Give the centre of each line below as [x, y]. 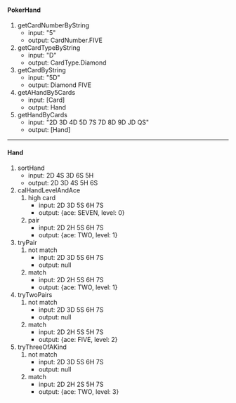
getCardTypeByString [49, 48]
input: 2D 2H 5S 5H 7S [71, 332]
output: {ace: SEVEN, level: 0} [81, 213]
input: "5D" [44, 78]
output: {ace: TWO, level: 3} [79, 392]
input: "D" [42, 55]
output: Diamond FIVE [60, 85]
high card [42, 198]
